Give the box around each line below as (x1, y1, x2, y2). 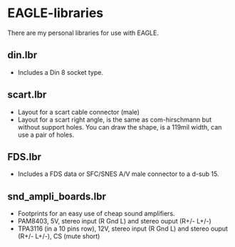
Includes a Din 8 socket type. (17, 68, 103, 76)
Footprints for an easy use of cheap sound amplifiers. (17, 209, 176, 218)
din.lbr (7, 49, 38, 61)
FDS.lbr (7, 151, 41, 163)
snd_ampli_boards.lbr (7, 190, 107, 202)
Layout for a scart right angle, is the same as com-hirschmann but (17, 115, 212, 124)
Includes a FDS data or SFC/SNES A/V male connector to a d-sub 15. (17, 169, 219, 179)
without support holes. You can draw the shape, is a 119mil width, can (17, 122, 222, 131)
